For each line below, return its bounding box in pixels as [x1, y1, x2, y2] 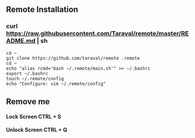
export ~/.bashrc [6, 70, 49, 77]
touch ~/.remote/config [6, 75, 64, 81]
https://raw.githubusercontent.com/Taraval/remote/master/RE [6, 29, 189, 37]
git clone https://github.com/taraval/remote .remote [6, 55, 141, 61]
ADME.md [6, 37, 36, 45]
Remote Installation [6, 5, 78, 15]
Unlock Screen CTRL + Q [6, 126, 67, 133]
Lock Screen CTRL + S [6, 113, 61, 120]
